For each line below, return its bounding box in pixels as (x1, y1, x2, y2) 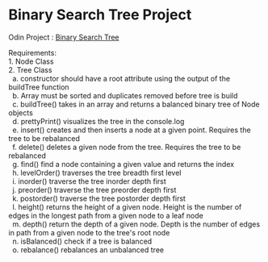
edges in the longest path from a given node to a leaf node (8, 210, 203, 220)
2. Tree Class (8, 64, 52, 74)
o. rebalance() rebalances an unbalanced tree (11, 244, 164, 255)
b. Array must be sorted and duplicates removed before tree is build (11, 90, 238, 100)
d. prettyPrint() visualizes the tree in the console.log (11, 116, 185, 126)
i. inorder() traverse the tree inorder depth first (11, 176, 167, 186)
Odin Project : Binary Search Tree (8, 32, 119, 42)
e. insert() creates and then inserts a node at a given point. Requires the (11, 125, 252, 135)
